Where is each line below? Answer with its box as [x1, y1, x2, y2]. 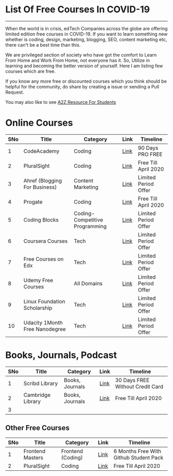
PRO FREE [137, 151, 163, 158]
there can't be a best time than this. [5, 42, 81, 48]
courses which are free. [5, 68, 56, 74]
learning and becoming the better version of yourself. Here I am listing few [5, 63, 163, 69]
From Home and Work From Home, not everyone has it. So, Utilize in [5, 57, 150, 63]
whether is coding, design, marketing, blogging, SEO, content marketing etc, [5, 36, 167, 42]
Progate [23, 198, 43, 205]
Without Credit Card [115, 383, 164, 390]
